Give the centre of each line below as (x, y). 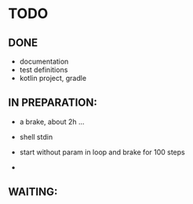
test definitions (44, 70)
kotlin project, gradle (53, 78)
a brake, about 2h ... (52, 122)
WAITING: (33, 192)
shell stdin (36, 137)
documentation (44, 61)
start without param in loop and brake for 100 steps (102, 152)
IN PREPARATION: (53, 103)
